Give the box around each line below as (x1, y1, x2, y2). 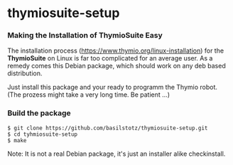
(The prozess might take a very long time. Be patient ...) (7, 90, 170, 99)
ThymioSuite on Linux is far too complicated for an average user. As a (7, 54, 213, 63)
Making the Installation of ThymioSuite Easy (7, 31, 163, 41)
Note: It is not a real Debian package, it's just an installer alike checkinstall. (7, 149, 226, 158)
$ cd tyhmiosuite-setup (7, 130, 78, 138)
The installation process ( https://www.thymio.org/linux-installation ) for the (7, 46, 224, 55)
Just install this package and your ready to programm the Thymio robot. (7, 83, 218, 92)
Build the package (7, 108, 71, 118)
